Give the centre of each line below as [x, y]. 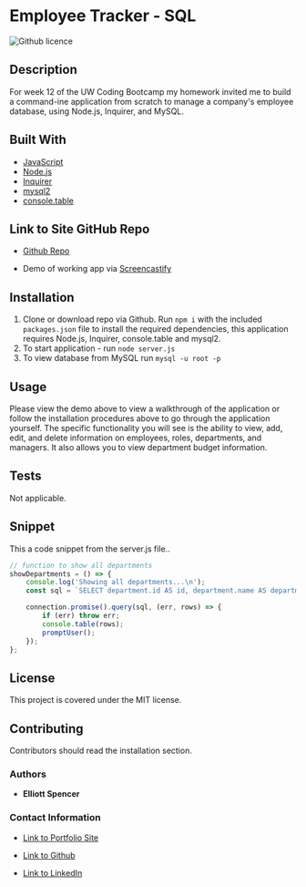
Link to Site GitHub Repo [80, 229]
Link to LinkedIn [52, 872]
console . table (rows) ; [83, 624]
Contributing [46, 729]
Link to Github [49, 855]
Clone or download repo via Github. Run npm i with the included [142, 319]
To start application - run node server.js [99, 348]
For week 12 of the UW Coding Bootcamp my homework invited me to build [150, 91]
